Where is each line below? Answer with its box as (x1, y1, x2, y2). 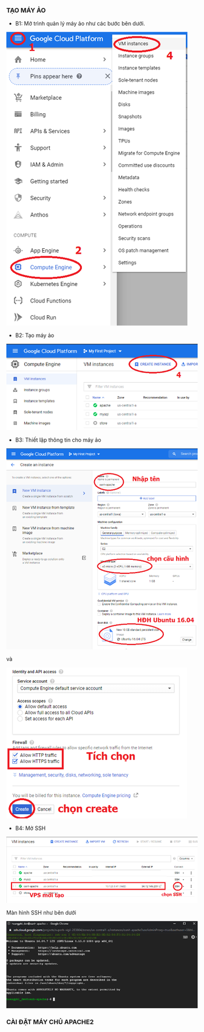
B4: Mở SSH (15, 825, 46, 832)
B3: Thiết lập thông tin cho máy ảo (15, 436, 101, 444)
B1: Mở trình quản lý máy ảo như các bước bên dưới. (15, 20, 146, 27)
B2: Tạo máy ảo (15, 332, 55, 339)
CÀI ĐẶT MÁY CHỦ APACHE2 (6, 1017, 94, 1026)
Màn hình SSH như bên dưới (6, 909, 76, 916)
